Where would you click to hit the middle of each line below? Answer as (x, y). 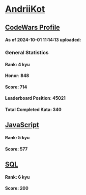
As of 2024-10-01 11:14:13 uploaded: (43, 40)
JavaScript (22, 125)
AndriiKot (25, 9)
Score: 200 (17, 188)
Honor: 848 (17, 76)
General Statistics (27, 53)
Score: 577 (16, 149)
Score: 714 (16, 87)
